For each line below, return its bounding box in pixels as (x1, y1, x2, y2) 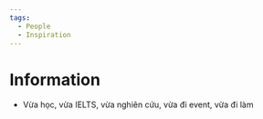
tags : (9, 13, 30, 23)
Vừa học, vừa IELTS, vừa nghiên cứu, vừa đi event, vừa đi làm (22, 99, 254, 110)
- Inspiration (17, 30, 71, 39)
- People (17, 22, 51, 31)
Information (9, 69, 100, 90)
